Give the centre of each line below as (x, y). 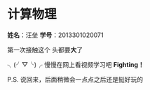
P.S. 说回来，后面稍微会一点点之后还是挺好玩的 (75, 79)
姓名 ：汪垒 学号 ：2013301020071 (55, 35)
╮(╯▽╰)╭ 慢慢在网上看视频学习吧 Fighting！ (76, 64)
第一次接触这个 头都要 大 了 (45, 50)
